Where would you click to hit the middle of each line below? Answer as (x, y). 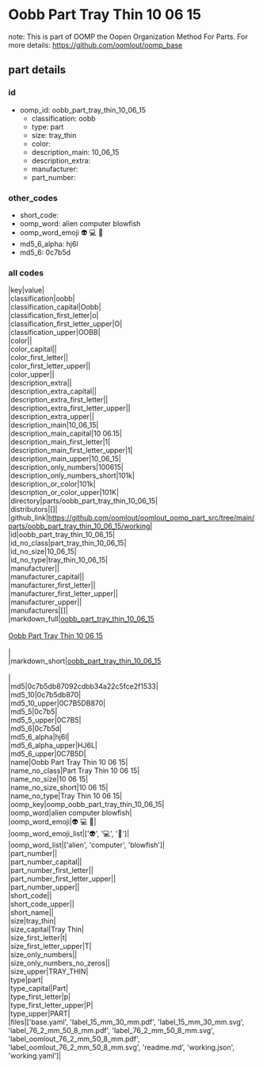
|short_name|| (31, 912)
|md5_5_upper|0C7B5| (45, 720)
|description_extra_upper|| (51, 417)
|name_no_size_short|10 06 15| (58, 788)
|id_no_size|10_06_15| (42, 551)
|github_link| (29, 518)
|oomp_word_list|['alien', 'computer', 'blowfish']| (86, 845)
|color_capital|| (32, 349)
